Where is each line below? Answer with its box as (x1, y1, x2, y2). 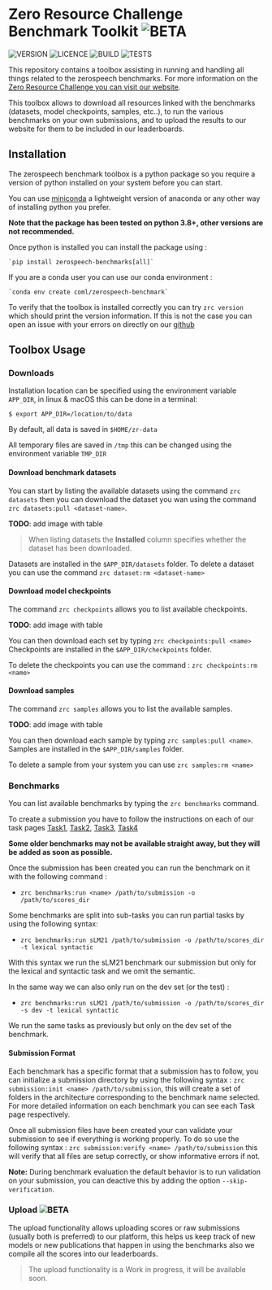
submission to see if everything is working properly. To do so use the (8, 1134, 240, 1144)
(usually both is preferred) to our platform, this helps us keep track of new (8, 1231, 256, 1241)
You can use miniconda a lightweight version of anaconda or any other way (8, 193, 261, 203)
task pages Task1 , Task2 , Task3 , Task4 (8, 823, 138, 833)
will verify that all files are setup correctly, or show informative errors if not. (8, 1151, 261, 1161)
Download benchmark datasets (8, 468, 117, 477)
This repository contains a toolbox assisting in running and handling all (8, 64, 244, 74)
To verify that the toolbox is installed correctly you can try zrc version (8, 302, 244, 312)
